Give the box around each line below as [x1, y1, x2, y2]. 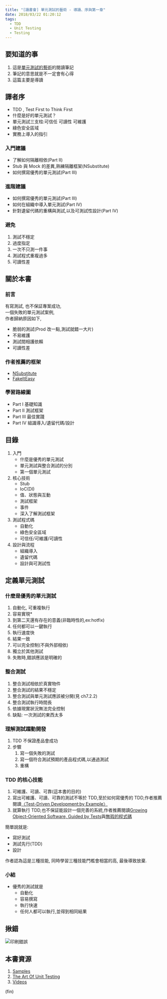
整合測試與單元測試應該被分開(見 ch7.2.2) [12, 693, 98, 699]
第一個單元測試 [19, 469, 51, 475]
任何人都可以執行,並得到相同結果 [19, 908, 87, 915]
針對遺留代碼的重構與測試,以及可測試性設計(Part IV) [12, 208, 119, 214]
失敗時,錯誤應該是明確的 [12, 655, 62, 661]
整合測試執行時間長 [12, 699, 52, 705]
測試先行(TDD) [12, 841, 43, 847]
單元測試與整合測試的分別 [19, 462, 73, 469]
